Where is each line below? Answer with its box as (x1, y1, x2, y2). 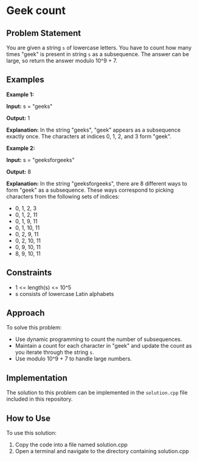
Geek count (6, 4, 66, 18)
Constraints (6, 267, 52, 278)
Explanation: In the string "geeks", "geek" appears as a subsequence (6, 126, 181, 133)
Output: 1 (6, 114, 30, 122)
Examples (6, 74, 44, 85)
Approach (6, 308, 45, 318)
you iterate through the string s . (15, 348, 94, 356)
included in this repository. (6, 395, 73, 403)
